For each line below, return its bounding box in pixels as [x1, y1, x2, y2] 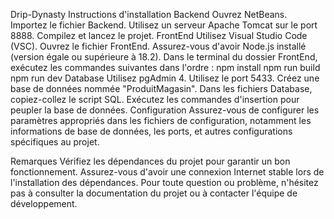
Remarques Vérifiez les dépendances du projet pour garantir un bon [10, 155, 291, 167]
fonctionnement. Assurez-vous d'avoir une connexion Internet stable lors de [10, 166, 325, 178]
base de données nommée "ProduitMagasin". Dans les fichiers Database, [10, 83, 313, 94]
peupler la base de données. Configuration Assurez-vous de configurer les [10, 104, 320, 116]
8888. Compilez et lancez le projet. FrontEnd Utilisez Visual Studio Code [10, 30, 308, 41]
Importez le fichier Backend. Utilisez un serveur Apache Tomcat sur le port [10, 19, 318, 31]
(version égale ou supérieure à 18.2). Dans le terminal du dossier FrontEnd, [10, 51, 318, 63]
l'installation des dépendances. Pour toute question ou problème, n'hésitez [10, 177, 319, 188]
